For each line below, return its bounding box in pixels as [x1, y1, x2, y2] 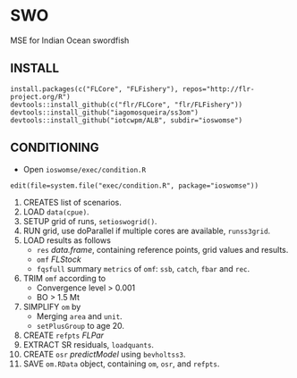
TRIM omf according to [22, 273, 106, 283]
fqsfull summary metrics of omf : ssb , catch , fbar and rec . [36, 263, 250, 273]
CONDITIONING [10, 140, 99, 155]
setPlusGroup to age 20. [36, 320, 124, 331]
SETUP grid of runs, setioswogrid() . [22, 215, 157, 226]
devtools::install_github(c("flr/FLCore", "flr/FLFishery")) [10, 100, 243, 109]
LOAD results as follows [22, 234, 111, 246]
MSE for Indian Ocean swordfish [10, 35, 130, 46]
